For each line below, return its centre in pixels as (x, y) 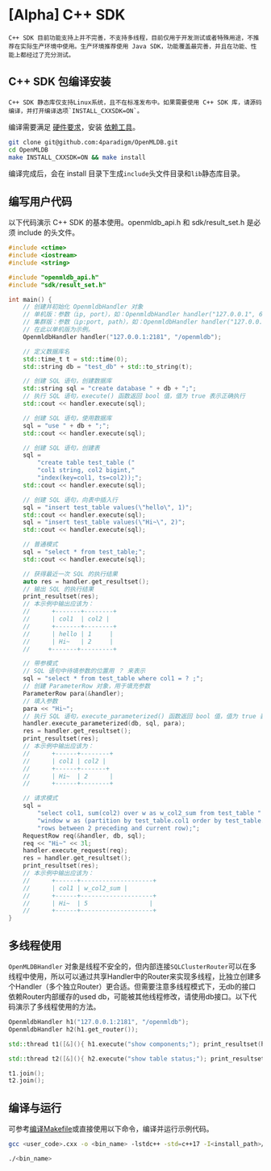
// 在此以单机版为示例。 (58, 330)
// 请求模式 (40, 798)
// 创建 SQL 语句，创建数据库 (67, 381)
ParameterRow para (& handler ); (74, 693)
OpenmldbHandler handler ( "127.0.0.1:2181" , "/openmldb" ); (122, 337)
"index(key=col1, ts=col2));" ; (90, 478)
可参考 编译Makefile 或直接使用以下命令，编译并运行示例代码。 (111, 1129)
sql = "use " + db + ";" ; (67, 425)
